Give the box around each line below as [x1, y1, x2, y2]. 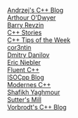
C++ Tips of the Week [7, 36, 71, 44]
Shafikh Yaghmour [7, 88, 61, 96]
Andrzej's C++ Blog [7, 6, 64, 14]
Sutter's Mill [7, 96, 42, 104]
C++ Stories [7, 28, 42, 37]
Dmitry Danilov [7, 51, 50, 59]
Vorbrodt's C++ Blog [7, 103, 67, 111]
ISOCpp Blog [7, 73, 45, 81]
